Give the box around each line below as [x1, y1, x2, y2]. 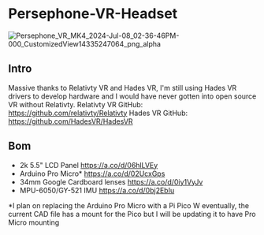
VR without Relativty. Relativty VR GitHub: [8, 99, 143, 109]
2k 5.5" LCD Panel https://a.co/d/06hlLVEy [19, 160, 158, 170]
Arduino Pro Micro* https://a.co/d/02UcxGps [19, 169, 165, 178]
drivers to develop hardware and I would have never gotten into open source [8, 91, 257, 101]
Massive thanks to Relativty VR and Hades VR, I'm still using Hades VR [8, 83, 237, 92]
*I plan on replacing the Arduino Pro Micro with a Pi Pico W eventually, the [8, 200, 250, 210]
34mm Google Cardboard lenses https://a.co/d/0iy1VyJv [19, 177, 203, 186]
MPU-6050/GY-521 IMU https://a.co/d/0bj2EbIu [19, 185, 175, 195]
